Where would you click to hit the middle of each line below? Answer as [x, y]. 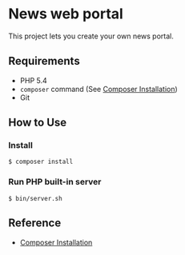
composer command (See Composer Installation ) [99, 89]
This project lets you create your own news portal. [91, 36]
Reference [35, 223]
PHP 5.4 [34, 80]
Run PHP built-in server [55, 182]
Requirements [44, 61]
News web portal [66, 14]
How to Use [38, 123]
